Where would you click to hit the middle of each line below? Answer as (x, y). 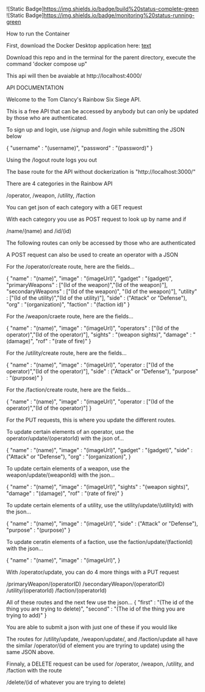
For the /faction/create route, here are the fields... (69, 390)
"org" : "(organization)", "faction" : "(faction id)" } (68, 304)
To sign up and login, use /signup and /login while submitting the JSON (95, 130)
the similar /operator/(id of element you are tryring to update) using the (95, 645)
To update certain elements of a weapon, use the (68, 468)
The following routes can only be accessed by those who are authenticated (101, 243)
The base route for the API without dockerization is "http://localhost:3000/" (101, 172)
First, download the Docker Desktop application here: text (79, 46)
